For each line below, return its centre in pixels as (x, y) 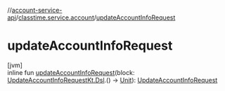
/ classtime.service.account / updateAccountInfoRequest (96, 17)
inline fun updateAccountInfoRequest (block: (71, 72)
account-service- (37, 10)
